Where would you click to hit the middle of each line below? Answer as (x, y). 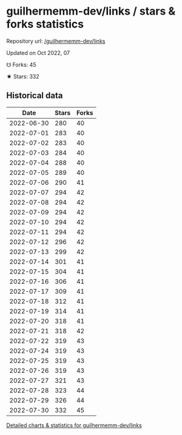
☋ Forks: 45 (21, 65)
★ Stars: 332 (23, 76)
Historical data (35, 96)
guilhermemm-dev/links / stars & (91, 11)
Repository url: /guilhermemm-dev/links (56, 41)
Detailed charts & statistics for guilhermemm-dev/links (74, 425)
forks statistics (45, 24)
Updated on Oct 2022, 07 (38, 52)
